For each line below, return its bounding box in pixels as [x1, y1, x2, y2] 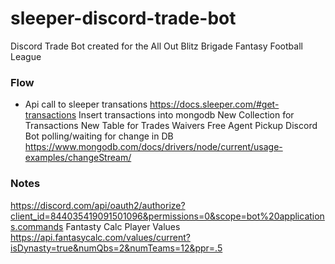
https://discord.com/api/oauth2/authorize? [10, 199, 186, 211]
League [10, 50, 42, 62]
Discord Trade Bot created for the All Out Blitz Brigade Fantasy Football [10, 40, 303, 52]
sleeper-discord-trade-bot [10, 7, 237, 30]
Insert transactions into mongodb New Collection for [78, 109, 295, 121]
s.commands [10, 220, 64, 232]
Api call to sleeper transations [24, 98, 148, 111]
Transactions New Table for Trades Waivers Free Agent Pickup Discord [24, 120, 318, 132]
